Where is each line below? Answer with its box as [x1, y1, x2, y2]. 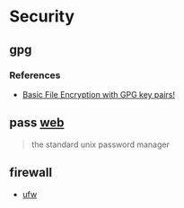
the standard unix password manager [31, 139, 171, 150]
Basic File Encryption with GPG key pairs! [22, 89, 175, 100]
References [9, 69, 61, 82]
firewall [9, 165, 52, 180]
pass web [9, 115, 65, 131]
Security [9, 6, 74, 27]
